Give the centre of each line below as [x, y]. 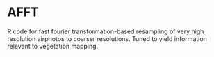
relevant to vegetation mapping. [53, 46]
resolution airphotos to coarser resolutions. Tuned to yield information [107, 38]
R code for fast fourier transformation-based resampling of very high [106, 31]
